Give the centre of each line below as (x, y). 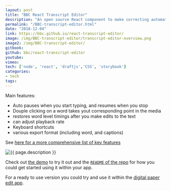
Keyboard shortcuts (33, 127)
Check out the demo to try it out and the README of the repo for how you (80, 162)
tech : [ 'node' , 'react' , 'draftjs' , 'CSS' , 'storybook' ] (66, 67)
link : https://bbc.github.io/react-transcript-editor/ (65, 34)
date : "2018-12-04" (26, 29)
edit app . (15, 183)
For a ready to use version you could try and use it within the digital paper (83, 177)
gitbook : (15, 48)
